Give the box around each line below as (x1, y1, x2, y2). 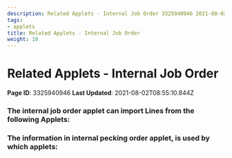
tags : (7, 17, 23, 24)
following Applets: (7, 114, 70, 124)
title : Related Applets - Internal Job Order (7, 29, 140, 37)
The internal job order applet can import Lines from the (7, 105, 195, 115)
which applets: (7, 141, 59, 151)
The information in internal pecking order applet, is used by (7, 133, 211, 143)
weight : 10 (7, 36, 39, 43)
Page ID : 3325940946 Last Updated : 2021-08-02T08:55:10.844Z (7, 89, 195, 97)
